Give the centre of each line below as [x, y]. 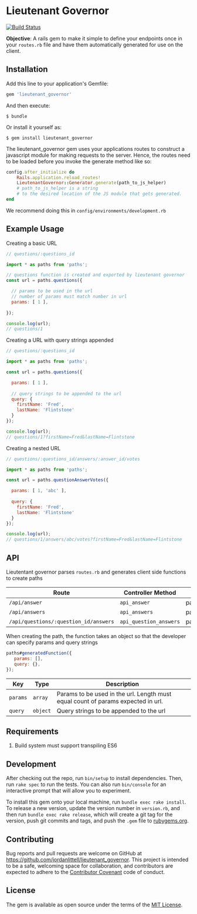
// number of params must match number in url [69, 297]
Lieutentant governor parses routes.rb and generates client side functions [96, 572]
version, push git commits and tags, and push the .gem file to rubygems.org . [98, 821]
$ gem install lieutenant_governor [50, 138]
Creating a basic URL [32, 243]
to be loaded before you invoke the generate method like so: [79, 161]
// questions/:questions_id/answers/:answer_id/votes [73, 459]
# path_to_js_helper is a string [57, 188]
